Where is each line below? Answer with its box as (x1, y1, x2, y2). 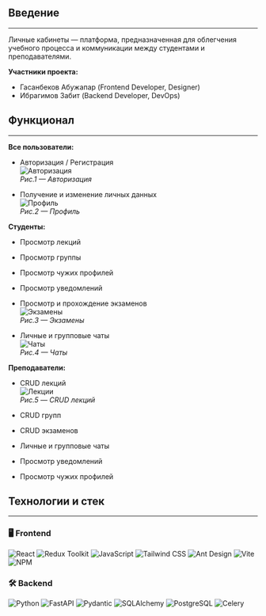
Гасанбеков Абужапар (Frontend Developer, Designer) (19, 82, 200, 92)
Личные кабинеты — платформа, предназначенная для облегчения (8, 35, 237, 44)
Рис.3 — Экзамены (19, 315, 85, 325)
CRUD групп (19, 410, 62, 420)
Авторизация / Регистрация (19, 158, 114, 167)
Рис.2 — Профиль (19, 206, 81, 216)
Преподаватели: (8, 363, 66, 372)
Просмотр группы (19, 253, 82, 262)
